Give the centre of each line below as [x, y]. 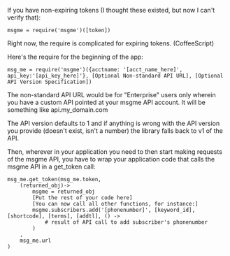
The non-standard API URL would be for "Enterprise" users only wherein [112, 95]
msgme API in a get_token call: [51, 166]
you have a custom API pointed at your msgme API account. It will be [107, 102]
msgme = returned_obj [64, 192]
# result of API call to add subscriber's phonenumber [126, 222]
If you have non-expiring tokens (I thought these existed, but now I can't [111, 10]
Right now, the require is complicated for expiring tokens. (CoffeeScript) [111, 43]
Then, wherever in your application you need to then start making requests [115, 152]
